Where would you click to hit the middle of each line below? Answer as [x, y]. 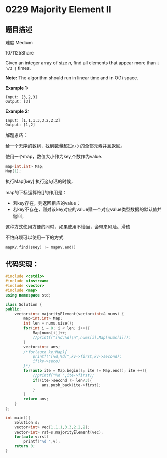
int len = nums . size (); [49, 324]
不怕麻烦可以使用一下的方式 [34, 237]
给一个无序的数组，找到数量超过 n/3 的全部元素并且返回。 [65, 146]
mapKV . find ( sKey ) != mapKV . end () [41, 247]
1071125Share [20, 53]
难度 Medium [19, 43]
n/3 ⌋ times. [18, 68]
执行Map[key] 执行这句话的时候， [40, 181]
